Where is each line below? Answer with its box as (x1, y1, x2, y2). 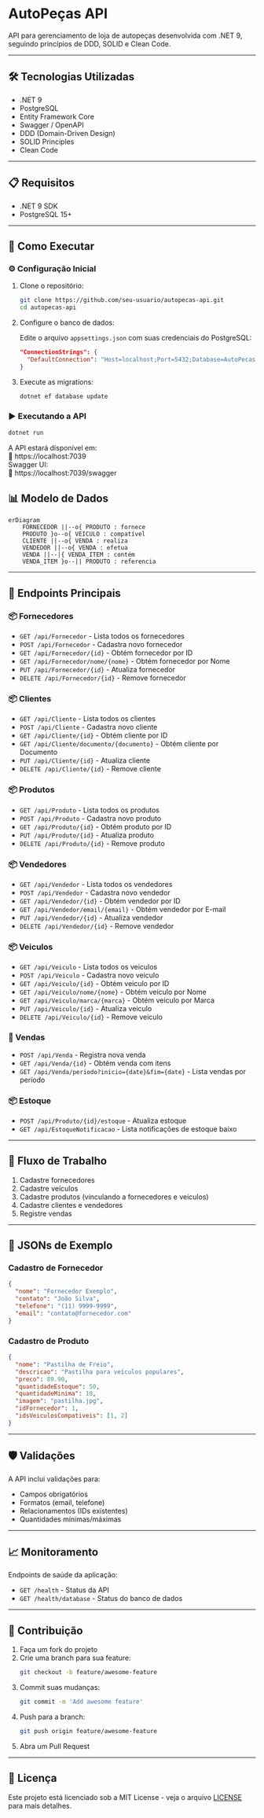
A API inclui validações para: (8, 1474, 101, 1483)
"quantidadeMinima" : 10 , (15, 1389, 97, 1398)
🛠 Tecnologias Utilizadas (8, 70, 135, 83)
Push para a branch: (19, 1712, 86, 1721)
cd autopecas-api (19, 304, 77, 311)
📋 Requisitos (8, 176, 75, 190)
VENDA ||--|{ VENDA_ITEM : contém (22, 551, 135, 559)
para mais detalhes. (8, 1801, 72, 1810)
